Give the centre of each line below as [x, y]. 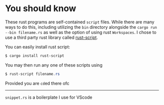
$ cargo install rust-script [35, 56]
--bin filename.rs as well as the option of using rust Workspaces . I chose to [81, 32]
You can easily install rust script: [38, 47]
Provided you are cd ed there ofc [37, 83]
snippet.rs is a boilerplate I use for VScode [49, 97]
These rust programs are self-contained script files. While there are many [80, 22]
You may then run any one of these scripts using [54, 65]
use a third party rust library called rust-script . [51, 37]
